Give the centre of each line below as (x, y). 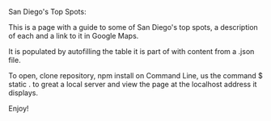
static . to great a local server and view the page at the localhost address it (133, 84)
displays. (23, 93)
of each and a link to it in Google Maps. (74, 36)
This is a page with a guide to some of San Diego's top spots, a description (133, 27)
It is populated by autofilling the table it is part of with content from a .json (131, 51)
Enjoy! (19, 108)
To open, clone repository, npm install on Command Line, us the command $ (135, 75)
